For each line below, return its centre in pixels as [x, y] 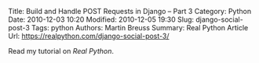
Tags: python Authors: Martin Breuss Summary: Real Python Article [140, 28]
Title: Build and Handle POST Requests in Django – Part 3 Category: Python [130, 11]
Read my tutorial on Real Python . [61, 51]
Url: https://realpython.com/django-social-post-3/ [89, 36]
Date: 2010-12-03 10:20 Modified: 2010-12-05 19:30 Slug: [101, 19]
